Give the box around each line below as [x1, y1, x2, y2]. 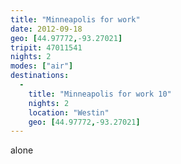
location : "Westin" [28, 107, 110, 118]
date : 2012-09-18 [10, 24, 83, 34]
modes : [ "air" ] [10, 61, 74, 71]
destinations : [10, 71, 70, 81]
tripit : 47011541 [10, 42, 83, 53]
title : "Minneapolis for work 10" [28, 89, 172, 99]
